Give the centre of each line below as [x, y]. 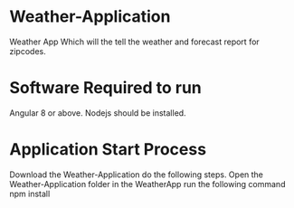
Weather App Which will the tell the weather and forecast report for [134, 42]
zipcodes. [28, 51]
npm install [30, 194]
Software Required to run [105, 88]
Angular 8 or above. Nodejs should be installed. [98, 113]
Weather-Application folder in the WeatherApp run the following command [147, 184]
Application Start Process [108, 150]
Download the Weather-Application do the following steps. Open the [137, 175]
